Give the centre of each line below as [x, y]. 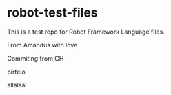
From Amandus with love [42, 45]
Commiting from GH [36, 58]
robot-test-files [52, 13]
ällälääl [17, 85]
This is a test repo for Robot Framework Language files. [86, 32]
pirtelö [16, 72]
